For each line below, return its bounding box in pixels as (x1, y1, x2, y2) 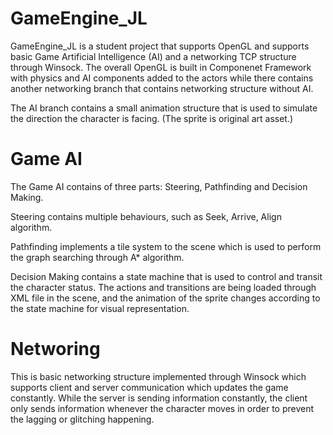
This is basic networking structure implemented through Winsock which (10, 370, 307, 382)
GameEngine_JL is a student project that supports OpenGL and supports (10, 40, 310, 52)
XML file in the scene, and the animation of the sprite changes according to (10, 292, 321, 304)
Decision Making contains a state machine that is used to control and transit (10, 270, 323, 282)
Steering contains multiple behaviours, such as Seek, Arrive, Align (10, 210, 282, 222)
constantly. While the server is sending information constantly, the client (10, 392, 308, 404)
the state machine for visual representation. (10, 302, 190, 314)
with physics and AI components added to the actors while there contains (10, 72, 314, 84)
